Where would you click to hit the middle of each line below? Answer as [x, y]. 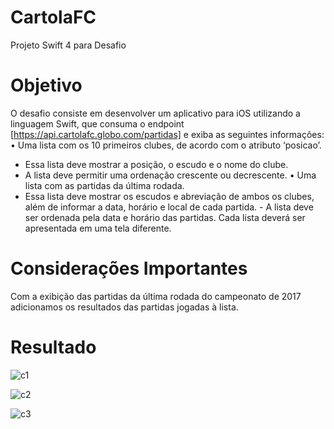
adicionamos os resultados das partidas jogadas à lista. [124, 307]
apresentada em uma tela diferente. [98, 228]
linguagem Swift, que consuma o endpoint [97, 123]
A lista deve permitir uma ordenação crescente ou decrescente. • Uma [170, 175]
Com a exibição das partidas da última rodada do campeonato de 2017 [156, 296]
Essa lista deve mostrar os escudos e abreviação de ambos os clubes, [169, 196]
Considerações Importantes [129, 268]
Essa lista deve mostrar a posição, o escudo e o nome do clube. [156, 164]
